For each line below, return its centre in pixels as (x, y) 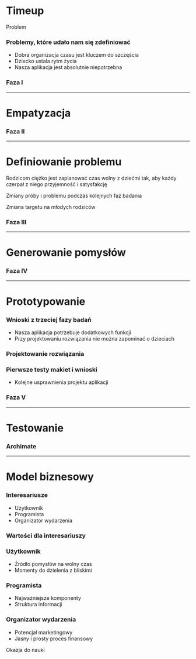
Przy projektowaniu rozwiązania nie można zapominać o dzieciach (94, 339)
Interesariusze (27, 495)
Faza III (16, 222)
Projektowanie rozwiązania (45, 354)
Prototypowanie (46, 301)
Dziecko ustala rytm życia (45, 61)
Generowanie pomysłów (66, 253)
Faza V (16, 397)
